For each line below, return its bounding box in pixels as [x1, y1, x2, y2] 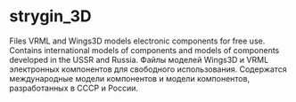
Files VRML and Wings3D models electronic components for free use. [9, 35, 266, 46]
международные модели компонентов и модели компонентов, [9, 73, 251, 83]
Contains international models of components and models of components [9, 44, 280, 55]
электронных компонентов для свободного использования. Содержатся [9, 64, 287, 75]
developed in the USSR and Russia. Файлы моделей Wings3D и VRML [9, 54, 269, 65]
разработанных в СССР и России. [9, 82, 138, 93]
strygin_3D [9, 6, 92, 27]
